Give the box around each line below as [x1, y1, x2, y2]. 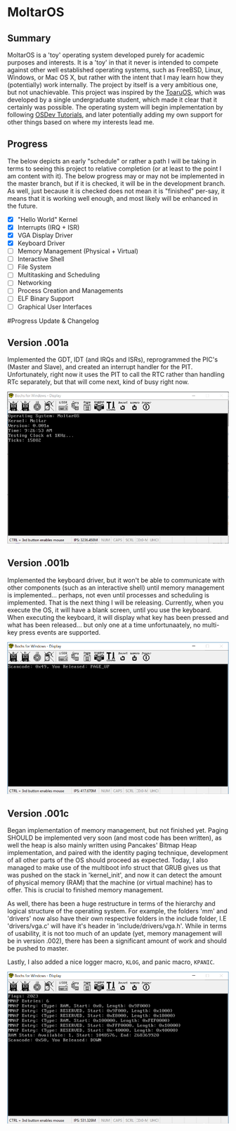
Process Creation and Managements [17, 286, 124, 295]
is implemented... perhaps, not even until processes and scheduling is [7, 590, 209, 599]
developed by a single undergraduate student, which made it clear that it [7, 95, 218, 104]
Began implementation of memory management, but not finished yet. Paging [7, 826, 228, 835]
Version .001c [7, 807, 69, 819]
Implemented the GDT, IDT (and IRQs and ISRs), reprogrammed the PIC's [7, 355, 218, 364]
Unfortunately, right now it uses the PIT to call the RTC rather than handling [7, 370, 225, 379]
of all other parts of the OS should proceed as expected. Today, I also [7, 856, 209, 864]
